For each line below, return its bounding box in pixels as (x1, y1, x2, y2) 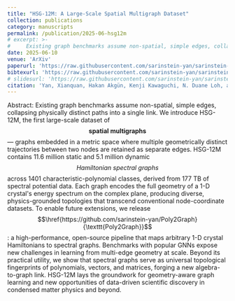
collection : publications (7, 17, 83, 24)
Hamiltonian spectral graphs (76, 164, 159, 172)
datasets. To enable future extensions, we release (7, 204, 151, 213)
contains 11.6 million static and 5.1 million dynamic (7, 153, 150, 161)
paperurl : (7, 62, 36, 69)
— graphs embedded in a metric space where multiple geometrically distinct (7, 138, 227, 146)
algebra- (195, 263, 220, 272)
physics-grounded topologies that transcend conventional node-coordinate (7, 197, 225, 205)
